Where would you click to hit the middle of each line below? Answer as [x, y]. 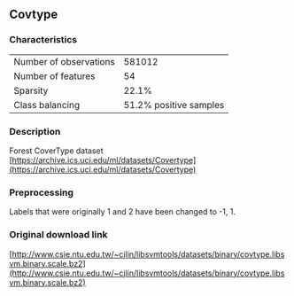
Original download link [58, 235]
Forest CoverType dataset [56, 151]
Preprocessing [41, 192]
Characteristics [43, 40]
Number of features [54, 76]
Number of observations [64, 61]
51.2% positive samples [174, 105]
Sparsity [31, 90]
